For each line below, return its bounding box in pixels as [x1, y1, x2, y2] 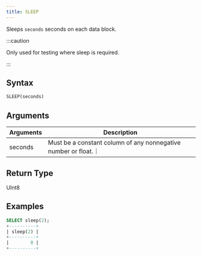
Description [103, 128, 138, 137]
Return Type [6, 168, 54, 178]
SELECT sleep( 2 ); [6, 217, 50, 223]
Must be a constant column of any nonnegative [47, 139, 181, 147]
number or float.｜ [47, 147, 100, 155]
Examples [6, 201, 44, 211]
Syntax [6, 78, 34, 88]
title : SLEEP [6, 8, 39, 15]
